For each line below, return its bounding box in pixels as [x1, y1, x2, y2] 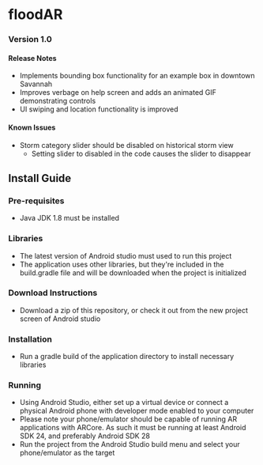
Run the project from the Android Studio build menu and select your [19, 440, 240, 449]
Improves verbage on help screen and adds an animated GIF [19, 88, 217, 97]
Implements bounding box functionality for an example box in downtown [19, 71, 255, 81]
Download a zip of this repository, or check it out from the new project [19, 305, 249, 315]
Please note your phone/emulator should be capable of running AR [19, 414, 238, 424]
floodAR [8, 6, 63, 24]
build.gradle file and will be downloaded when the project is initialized [19, 267, 247, 278]
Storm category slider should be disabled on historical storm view [19, 140, 235, 149]
